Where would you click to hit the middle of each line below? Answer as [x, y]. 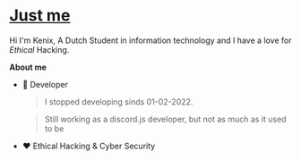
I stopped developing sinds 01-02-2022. [119, 101]
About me [28, 67]
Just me [40, 16]
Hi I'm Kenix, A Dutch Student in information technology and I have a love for [150, 40]
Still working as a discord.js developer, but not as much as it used [165, 119]
